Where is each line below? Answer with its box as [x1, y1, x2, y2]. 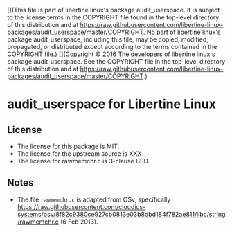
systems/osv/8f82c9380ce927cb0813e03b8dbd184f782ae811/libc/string [17, 210, 226, 218]
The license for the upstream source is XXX [17, 150, 142, 158]
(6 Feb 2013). [60, 217, 98, 226]
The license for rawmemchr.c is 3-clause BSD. [17, 157, 150, 165]
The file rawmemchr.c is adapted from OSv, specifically [17, 195, 171, 204]
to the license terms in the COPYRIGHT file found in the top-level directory [7, 13, 220, 21]
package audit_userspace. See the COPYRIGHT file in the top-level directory [7, 57, 226, 65]
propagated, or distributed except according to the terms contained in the [7, 43, 217, 51]
